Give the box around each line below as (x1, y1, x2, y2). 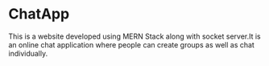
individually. (8, 48, 48, 58)
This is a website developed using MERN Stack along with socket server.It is (8, 31, 261, 41)
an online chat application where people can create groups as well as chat (8, 39, 255, 49)
